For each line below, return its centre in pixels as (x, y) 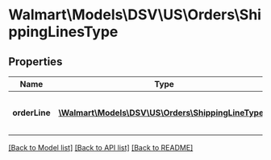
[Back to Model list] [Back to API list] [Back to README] (101, 148)
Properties (35, 62)
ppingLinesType (63, 32)
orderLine (31, 113)
